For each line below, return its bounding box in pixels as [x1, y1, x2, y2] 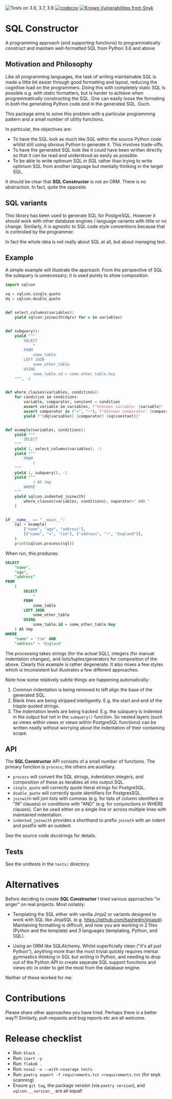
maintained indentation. [12, 812, 63, 818]
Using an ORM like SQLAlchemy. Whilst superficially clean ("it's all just [12, 943, 162, 949]
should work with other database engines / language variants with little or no [5, 218, 167, 224]
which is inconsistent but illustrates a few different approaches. [5, 666, 139, 673]
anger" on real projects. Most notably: [5, 901, 85, 908]
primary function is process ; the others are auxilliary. [5, 764, 116, 770]
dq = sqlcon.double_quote [5, 296, 60, 301]
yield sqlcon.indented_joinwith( [14, 494, 86, 499]
